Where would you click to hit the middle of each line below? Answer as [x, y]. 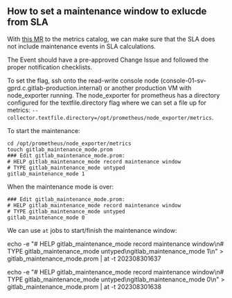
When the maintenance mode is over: [61, 186]
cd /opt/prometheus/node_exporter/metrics [69, 143]
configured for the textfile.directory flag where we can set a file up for [107, 103]
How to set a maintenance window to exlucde [107, 11]
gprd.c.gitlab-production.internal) [55, 88]
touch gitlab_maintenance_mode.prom [60, 149]
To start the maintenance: [44, 130]
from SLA [28, 23]
